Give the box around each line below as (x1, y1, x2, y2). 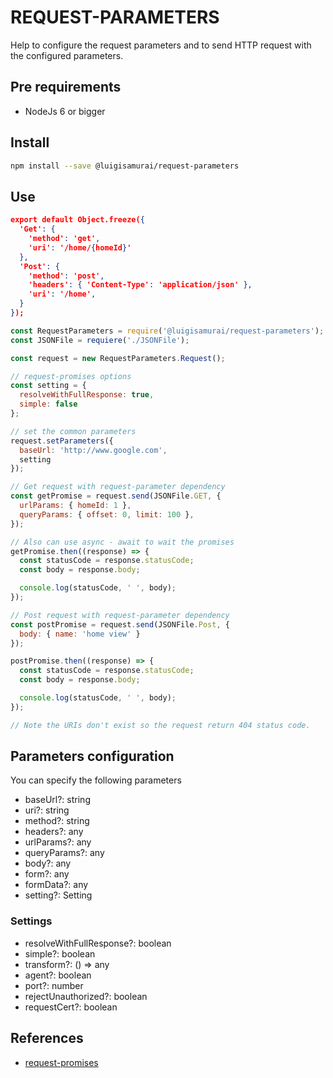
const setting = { (10, 381, 87, 391)
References (10, 1030, 84, 1047)
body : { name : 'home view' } (19, 629, 141, 639)
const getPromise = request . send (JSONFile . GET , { (10, 491, 222, 501)
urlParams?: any (24, 836, 92, 848)
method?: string (24, 815, 90, 827)
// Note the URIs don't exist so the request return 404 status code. (10, 720, 311, 730)
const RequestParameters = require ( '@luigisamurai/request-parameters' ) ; (10, 326, 325, 336)
